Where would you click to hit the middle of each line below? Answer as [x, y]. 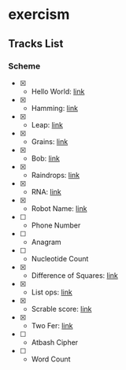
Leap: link [47, 124]
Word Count [51, 359]
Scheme [24, 66]
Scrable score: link [61, 309]
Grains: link [50, 141]
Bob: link [46, 158]
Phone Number [56, 225]
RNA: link [46, 191]
